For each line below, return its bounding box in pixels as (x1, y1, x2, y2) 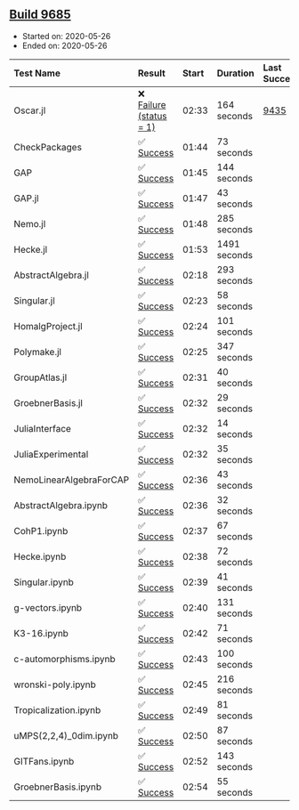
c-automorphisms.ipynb (13, 652, 116, 665)
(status (137, 109, 167, 122)
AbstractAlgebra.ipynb (13, 498, 109, 511)
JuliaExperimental (13, 448, 89, 460)
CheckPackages (13, 141, 83, 153)
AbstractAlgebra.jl (13, 269, 89, 281)
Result (137, 67, 166, 79)
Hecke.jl (13, 243, 48, 255)
